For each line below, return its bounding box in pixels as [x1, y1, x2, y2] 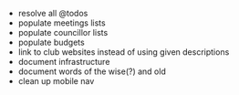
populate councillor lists [17, 27, 109, 37]
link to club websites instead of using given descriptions [17, 47, 230, 58]
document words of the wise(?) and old [17, 66, 166, 77]
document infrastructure [17, 57, 110, 67]
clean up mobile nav [17, 76, 95, 86]
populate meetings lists [17, 17, 107, 28]
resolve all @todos [17, 8, 88, 18]
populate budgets [17, 37, 85, 47]
